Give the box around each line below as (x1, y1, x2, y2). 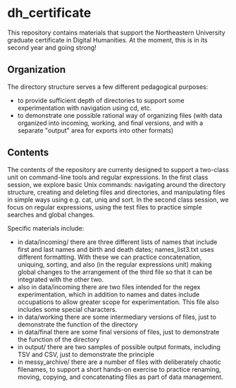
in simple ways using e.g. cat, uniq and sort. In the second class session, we (7, 195, 229, 204)
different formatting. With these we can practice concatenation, (17, 253, 202, 261)
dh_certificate (7, 5, 92, 21)
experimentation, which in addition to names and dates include (17, 290, 200, 298)
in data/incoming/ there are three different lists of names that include (17, 238, 218, 246)
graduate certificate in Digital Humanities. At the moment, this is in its (7, 35, 208, 44)
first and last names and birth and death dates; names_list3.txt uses (17, 245, 215, 253)
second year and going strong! (7, 43, 97, 51)
